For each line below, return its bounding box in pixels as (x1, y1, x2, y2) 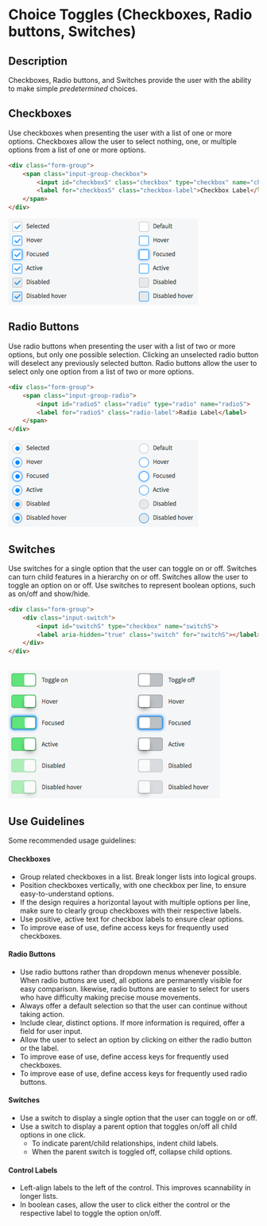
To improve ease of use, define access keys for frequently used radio (19, 1068, 248, 1078)
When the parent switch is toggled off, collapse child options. (31, 1147, 233, 1157)
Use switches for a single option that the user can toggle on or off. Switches (8, 564, 257, 573)
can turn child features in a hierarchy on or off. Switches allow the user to (8, 572, 249, 581)
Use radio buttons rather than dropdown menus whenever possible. (19, 967, 242, 976)
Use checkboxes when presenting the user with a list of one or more (8, 128, 232, 137)
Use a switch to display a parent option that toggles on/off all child (19, 1122, 238, 1131)
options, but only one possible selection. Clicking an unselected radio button (8, 349, 259, 360)
